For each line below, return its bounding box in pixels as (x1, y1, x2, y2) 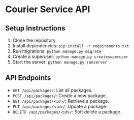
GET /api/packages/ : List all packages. (12, 87, 93, 93)
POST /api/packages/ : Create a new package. (12, 93, 108, 99)
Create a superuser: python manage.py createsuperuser (12, 53, 128, 59)
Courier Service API (5, 4, 90, 15)
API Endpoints (5, 74, 51, 82)
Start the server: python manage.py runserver (12, 59, 108, 65)
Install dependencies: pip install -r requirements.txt (12, 43, 129, 49)
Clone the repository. (12, 37, 57, 43)
